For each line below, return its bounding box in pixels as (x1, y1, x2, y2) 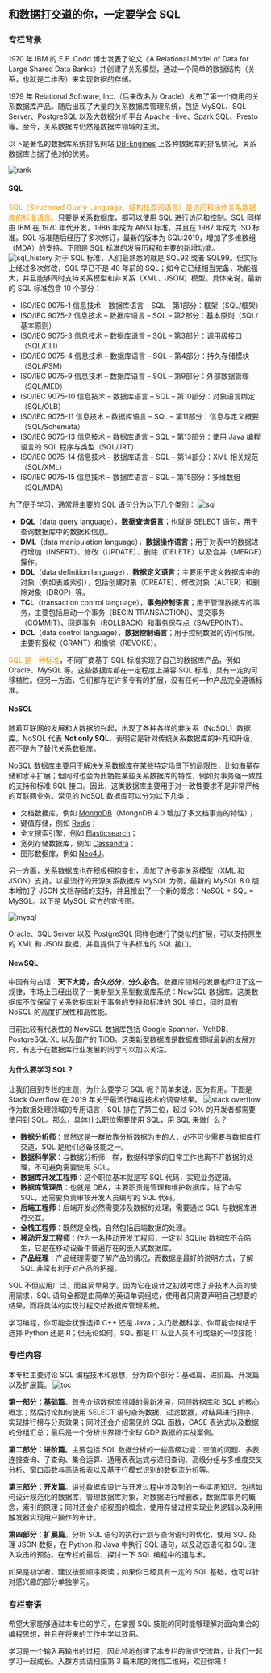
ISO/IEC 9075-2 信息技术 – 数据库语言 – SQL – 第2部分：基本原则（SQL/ (19, 310, 259, 320)
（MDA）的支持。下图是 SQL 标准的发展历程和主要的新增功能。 (8, 242, 219, 252)
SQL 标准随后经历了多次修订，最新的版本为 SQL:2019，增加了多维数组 (22, 233, 256, 242)
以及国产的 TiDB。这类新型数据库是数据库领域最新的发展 (60, 1035, 249, 1044)
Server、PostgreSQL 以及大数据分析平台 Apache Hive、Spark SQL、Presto (8, 112, 258, 121)
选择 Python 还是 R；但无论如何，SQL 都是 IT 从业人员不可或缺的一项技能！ (8, 1328, 260, 1338)
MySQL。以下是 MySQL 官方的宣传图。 (8, 896, 140, 906)
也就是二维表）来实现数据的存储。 (22, 74, 135, 83)
